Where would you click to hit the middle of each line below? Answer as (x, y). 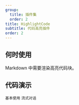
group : (12, 10)
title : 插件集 (23, 15)
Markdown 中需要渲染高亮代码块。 (41, 68)
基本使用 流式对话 (21, 98)
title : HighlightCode (28, 24)
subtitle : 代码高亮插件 (27, 29)
